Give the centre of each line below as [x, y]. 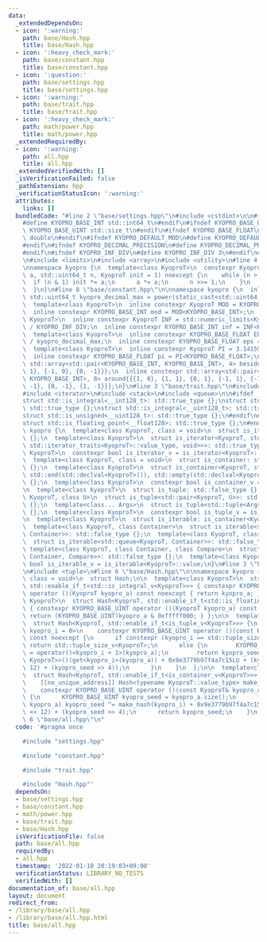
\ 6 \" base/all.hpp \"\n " [64, 720]
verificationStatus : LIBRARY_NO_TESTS [80, 873]
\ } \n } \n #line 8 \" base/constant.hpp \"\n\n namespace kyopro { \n [133, 290]
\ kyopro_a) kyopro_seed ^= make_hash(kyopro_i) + [108, 705]
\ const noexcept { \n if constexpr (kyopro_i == [113, 638]
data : [17, 16]
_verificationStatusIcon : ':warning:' [80, 193]
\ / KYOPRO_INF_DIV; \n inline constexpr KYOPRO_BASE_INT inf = [131, 327]
